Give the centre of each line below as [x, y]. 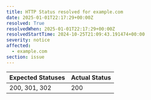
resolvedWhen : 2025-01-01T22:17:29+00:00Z [61, 29]
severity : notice [28, 40]
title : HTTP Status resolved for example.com [65, 12]
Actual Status [91, 78]
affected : [19, 46]
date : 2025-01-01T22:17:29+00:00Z [50, 18]
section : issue [25, 57]
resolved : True [25, 23]
